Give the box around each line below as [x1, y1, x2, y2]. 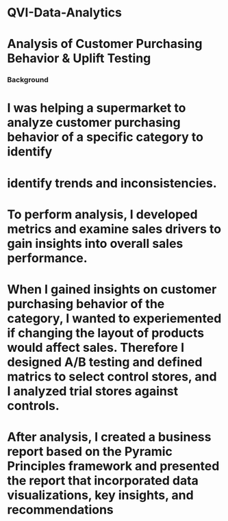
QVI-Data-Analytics [7, 5, 122, 21]
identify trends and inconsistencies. [7, 175, 217, 191]
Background [7, 75, 49, 85]
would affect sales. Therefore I [7, 340, 185, 355]
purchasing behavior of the [7, 296, 165, 312]
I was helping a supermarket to [7, 101, 186, 116]
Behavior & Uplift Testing [7, 51, 151, 66]
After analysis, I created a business [7, 429, 212, 445]
